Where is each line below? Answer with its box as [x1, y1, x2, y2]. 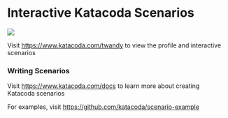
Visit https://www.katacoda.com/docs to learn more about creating [7, 82, 200, 90]
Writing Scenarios [7, 66, 70, 75]
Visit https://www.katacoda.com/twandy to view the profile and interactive [7, 40, 222, 50]
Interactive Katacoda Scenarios [7, 5, 194, 21]
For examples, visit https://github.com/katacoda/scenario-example [7, 103, 199, 111]
